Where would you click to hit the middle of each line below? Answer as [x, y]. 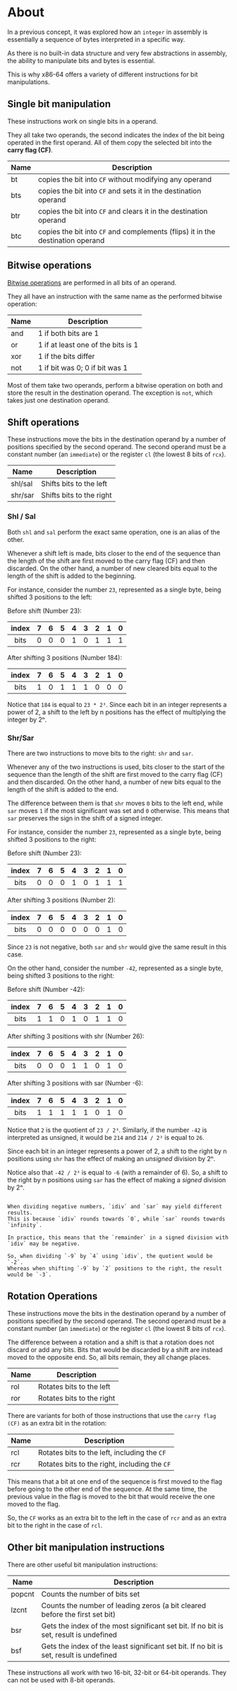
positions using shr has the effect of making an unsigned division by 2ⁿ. [111, 1158]
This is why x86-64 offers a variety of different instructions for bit [103, 74]
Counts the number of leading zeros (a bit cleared [124, 1605]
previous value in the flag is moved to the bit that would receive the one [111, 1496]
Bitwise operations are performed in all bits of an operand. [92, 282]
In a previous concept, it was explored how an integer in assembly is [108, 32]
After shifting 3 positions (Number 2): [61, 900]
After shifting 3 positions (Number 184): [65, 657]
